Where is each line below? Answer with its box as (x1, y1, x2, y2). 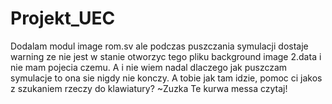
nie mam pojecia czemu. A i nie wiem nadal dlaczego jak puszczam (10, 61, 288, 73)
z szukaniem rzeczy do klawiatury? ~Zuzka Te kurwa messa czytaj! (10, 82, 288, 94)
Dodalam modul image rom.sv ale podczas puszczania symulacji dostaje (10, 40, 309, 52)
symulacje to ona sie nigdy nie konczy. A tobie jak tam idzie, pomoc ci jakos (10, 72, 323, 84)
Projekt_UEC (10, 7, 116, 30)
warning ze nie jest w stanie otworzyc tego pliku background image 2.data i (10, 50, 322, 62)
